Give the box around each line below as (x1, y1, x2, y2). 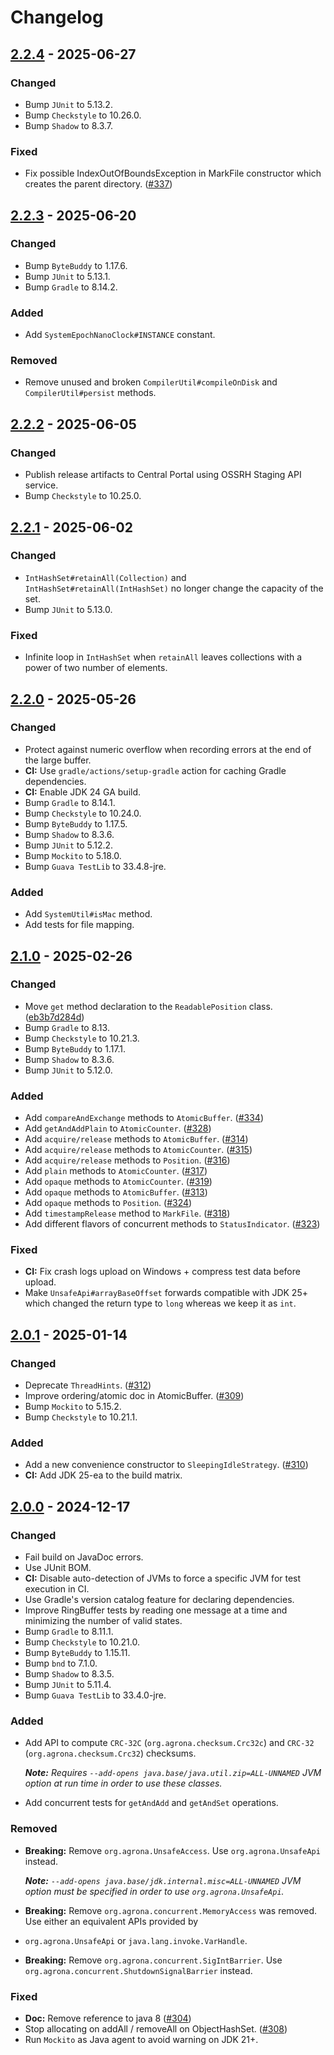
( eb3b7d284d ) (24, 1011, 85, 1023)
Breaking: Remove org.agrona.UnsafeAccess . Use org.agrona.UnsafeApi (24, 1844, 321, 1856)
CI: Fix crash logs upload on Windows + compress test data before (24, 1266, 301, 1278)
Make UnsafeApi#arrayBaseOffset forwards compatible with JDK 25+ (24, 1287, 308, 1299)
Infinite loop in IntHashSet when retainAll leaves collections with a (24, 651, 303, 663)
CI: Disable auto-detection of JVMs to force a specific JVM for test (24, 1572, 302, 1585)
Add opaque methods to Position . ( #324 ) (24, 1197, 193, 1209)
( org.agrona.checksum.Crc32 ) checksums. (24, 1747, 197, 1760)
